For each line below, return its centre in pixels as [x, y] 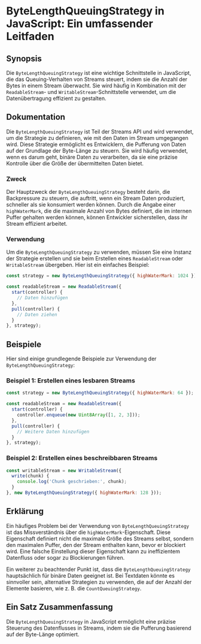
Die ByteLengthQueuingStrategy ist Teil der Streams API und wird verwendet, [100, 131]
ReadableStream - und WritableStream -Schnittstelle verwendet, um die [91, 92]
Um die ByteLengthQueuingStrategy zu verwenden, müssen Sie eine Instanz [99, 252]
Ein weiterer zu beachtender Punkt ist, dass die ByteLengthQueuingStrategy [98, 569]
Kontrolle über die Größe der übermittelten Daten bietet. [75, 163]
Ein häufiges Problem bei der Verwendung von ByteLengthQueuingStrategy [98, 525]
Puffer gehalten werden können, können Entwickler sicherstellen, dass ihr [97, 217]
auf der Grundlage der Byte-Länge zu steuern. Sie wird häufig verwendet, [97, 150]
